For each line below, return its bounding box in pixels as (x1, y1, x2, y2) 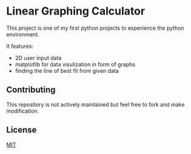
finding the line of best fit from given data (15, 67, 119, 74)
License (6, 125, 37, 135)
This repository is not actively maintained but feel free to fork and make (6, 101, 185, 108)
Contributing (6, 85, 56, 95)
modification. (6, 107, 39, 115)
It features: (6, 42, 33, 50)
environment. (6, 30, 39, 38)
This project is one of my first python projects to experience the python (6, 24, 185, 32)
